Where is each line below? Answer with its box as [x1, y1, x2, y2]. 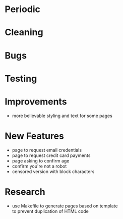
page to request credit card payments [12, 152, 91, 158]
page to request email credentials [12, 147, 82, 153]
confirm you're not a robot [12, 163, 67, 169]
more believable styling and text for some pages [12, 113, 113, 119]
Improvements [5, 96, 67, 107]
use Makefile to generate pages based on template [12, 203, 118, 209]
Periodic [5, 4, 41, 15]
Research [5, 186, 46, 197]
